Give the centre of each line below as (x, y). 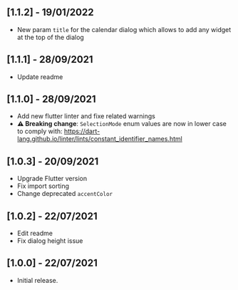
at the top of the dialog (51, 37)
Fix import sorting (43, 186)
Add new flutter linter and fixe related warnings (86, 116)
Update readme (40, 77)
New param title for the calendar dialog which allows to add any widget (124, 29)
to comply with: (40, 131)
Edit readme (35, 233)
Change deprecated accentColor (65, 194)
